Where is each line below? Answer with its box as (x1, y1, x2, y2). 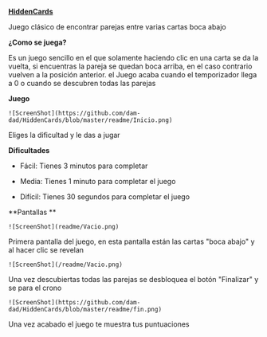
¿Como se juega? (8, 37, 67, 47)
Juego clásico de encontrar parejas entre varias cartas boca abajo (8, 22, 226, 31)
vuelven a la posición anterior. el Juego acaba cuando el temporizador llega (8, 70, 257, 79)
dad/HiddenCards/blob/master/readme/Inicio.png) (8, 116, 173, 124)
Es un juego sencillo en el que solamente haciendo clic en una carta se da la (8, 53, 259, 62)
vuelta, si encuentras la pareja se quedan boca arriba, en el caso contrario (8, 61, 253, 71)
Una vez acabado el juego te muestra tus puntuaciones (8, 319, 190, 329)
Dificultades (8, 146, 50, 155)
